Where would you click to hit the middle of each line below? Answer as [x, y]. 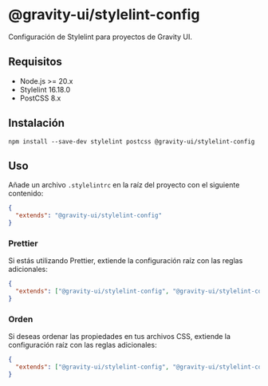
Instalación [37, 123]
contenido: [26, 194]
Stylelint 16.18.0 [45, 89]
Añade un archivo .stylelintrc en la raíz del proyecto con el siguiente [124, 185]
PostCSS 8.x [40, 98]
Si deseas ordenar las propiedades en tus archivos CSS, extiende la [120, 337]
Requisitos [35, 62]
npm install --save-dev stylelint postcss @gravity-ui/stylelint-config [132, 141]
